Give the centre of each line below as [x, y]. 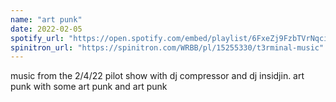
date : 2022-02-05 [46, 29]
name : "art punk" [46, 19]
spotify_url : [37, 38]
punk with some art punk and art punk [89, 87]
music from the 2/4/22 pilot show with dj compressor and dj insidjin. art [157, 76]
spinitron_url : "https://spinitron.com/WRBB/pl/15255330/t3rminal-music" [167, 47]
